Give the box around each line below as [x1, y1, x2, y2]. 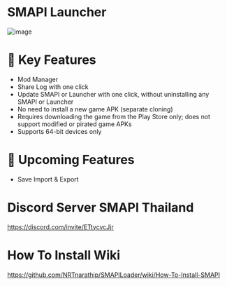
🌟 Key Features [7, 52, 96, 68]
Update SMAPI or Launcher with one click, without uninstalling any [17, 90, 210, 98]
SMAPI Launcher [7, 4, 107, 20]
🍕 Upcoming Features [7, 152, 135, 168]
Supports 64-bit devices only [17, 127, 102, 135]
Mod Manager [17, 75, 59, 83]
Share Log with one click [17, 82, 89, 91]
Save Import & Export [17, 175, 79, 183]
